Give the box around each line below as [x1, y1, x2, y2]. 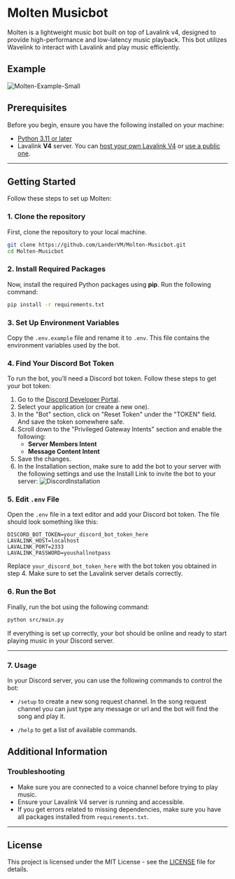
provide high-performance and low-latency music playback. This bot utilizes [7, 35, 227, 43]
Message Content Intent [27, 448, 100, 456]
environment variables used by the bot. [7, 341, 120, 349]
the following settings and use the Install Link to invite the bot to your [17, 470, 216, 478]
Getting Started [7, 176, 76, 187]
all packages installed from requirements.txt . [17, 813, 149, 821]
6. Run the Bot [7, 587, 56, 596]
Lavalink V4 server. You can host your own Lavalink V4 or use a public [17, 141, 220, 150]
